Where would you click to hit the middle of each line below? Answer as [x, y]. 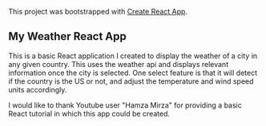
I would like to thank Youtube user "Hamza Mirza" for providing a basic [125, 105]
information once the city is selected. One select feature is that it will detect [133, 73]
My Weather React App [67, 36]
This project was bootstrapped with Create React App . [98, 12]
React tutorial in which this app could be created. [89, 113]
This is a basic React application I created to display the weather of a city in [133, 56]
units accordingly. [38, 89]
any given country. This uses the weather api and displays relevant [119, 64]
